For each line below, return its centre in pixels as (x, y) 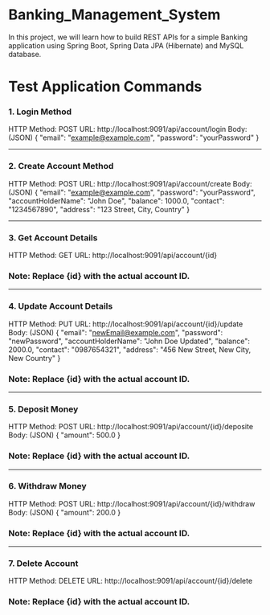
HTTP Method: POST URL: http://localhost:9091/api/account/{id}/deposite (131, 427)
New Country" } (35, 358)
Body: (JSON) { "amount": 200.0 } (65, 512)
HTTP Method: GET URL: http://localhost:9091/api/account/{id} (113, 256)
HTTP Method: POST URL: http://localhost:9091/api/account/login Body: (128, 129)
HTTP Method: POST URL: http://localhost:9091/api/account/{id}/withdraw (132, 503)
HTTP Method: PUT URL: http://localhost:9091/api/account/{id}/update (126, 324)
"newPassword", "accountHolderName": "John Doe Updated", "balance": (129, 341)
